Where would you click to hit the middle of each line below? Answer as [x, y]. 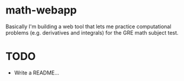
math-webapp [41, 10]
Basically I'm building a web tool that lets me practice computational [88, 26]
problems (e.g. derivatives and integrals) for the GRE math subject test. [92, 32]
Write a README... [37, 72]
